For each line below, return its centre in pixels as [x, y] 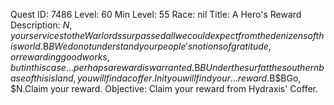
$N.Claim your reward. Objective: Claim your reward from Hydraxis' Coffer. [164, 88]
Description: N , [41, 25]
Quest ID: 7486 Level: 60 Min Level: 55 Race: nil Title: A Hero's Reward [156, 14]
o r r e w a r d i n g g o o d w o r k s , [60, 57]
